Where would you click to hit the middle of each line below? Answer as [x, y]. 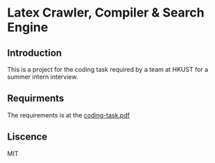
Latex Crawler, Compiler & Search [106, 13]
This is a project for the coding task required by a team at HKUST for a [108, 69]
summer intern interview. [43, 77]
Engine [28, 27]
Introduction [35, 53]
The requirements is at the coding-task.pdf [69, 115]
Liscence [27, 137]
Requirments [36, 98]
